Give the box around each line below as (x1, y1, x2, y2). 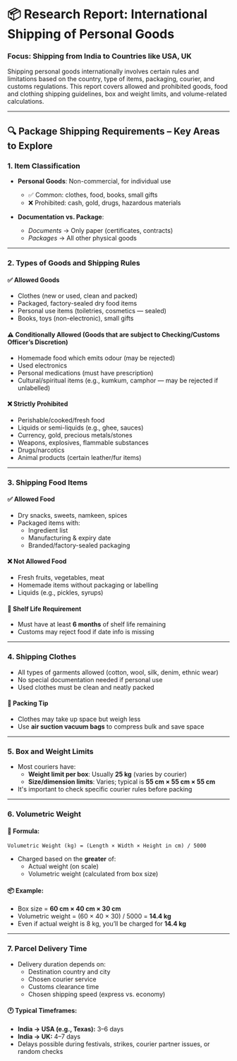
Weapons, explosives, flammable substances (17, 438, 150, 447)
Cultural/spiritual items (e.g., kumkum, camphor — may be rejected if (17, 376, 219, 384)
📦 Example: (7, 886, 44, 895)
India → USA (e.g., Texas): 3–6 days (17, 1024, 124, 1033)
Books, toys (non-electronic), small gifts (17, 314, 134, 322)
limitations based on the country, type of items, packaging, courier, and (7, 75, 215, 83)
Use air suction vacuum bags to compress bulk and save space (17, 722, 205, 731)
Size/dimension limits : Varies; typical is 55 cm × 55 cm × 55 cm (28, 777, 216, 786)
